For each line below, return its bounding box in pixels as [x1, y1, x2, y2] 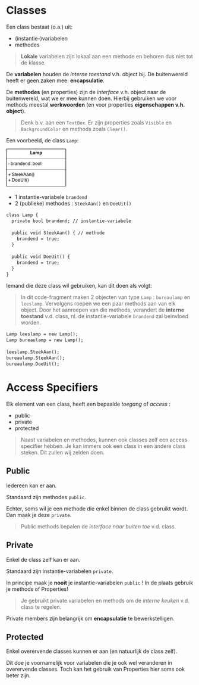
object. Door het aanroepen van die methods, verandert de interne [20, 306, 185, 313]
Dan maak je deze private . [6, 511, 72, 518]
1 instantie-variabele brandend [14, 193, 87, 200]
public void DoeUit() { [11, 254, 70, 260]
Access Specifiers [6, 381, 99, 394]
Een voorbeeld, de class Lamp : [6, 136, 79, 144]
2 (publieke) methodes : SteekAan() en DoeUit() [14, 200, 132, 207]
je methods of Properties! [6, 585, 68, 593]
